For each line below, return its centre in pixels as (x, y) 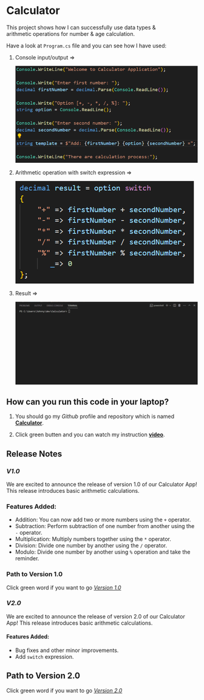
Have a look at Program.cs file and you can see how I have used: (87, 46)
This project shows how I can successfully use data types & (81, 27)
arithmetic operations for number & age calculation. (71, 33)
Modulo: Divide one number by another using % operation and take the (103, 552)
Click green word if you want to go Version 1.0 (64, 588)
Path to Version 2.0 (43, 676)
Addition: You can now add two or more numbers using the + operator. (103, 520)
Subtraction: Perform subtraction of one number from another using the (105, 526)
